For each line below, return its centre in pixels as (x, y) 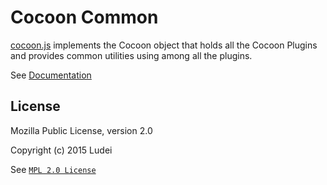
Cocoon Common (84, 17)
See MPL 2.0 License (53, 169)
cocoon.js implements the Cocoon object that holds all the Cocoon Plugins (164, 45)
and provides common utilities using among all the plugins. (131, 55)
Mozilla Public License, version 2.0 (81, 130)
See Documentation (51, 75)
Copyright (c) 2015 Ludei (61, 150)
